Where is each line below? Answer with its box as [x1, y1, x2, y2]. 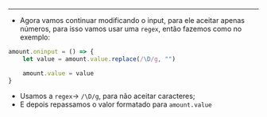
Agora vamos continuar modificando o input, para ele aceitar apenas [19, 16, 245, 25]
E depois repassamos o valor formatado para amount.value [19, 100, 212, 109]
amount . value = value [22, 69, 94, 77]
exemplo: [19, 32, 50, 42]
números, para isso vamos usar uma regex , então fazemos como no [19, 25, 242, 33]
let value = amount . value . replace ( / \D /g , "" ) [22, 55, 176, 63]
